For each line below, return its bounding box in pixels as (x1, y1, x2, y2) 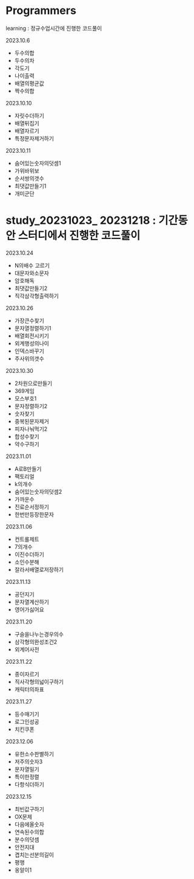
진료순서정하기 (14, 503, 49, 510)
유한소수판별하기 (14, 750, 54, 757)
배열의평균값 (14, 80, 45, 87)
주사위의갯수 (14, 355, 45, 362)
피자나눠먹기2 (14, 425, 48, 433)
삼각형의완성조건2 (14, 638, 58, 645)
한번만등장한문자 (14, 510, 54, 518)
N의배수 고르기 (14, 262, 50, 269)
